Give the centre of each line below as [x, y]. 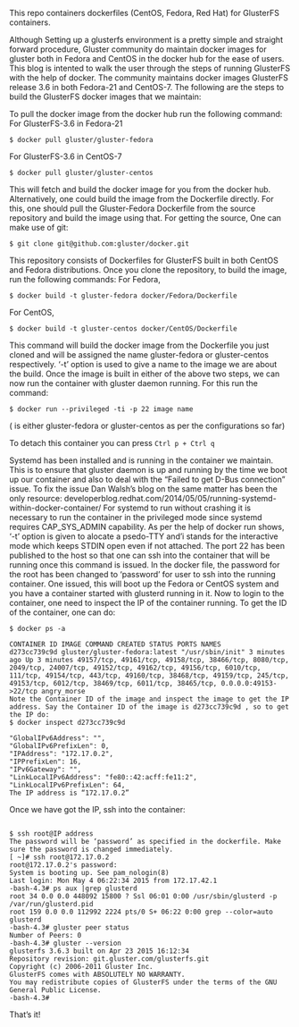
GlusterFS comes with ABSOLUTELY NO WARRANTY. [97, 974]
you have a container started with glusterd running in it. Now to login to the [147, 593]
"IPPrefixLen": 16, [46, 762]
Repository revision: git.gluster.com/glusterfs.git [109, 959]
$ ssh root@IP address [51, 834]
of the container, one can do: [62, 612]
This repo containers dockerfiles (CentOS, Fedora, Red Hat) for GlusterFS [144, 13]
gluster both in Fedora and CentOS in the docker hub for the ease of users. [147, 59]
